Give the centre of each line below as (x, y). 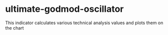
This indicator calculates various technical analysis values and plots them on (84, 23)
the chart (15, 28)
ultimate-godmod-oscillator (64, 9)
